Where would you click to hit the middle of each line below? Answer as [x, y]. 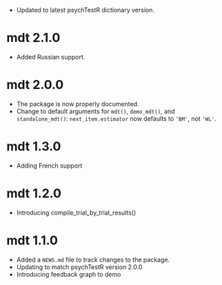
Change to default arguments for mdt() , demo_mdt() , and [95, 111]
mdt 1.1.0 [32, 240]
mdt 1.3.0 [34, 147]
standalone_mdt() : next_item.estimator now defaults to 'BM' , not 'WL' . [116, 118]
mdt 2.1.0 [33, 38]
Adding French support [49, 166]
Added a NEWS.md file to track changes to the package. [93, 259]
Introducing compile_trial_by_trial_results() [76, 213]
